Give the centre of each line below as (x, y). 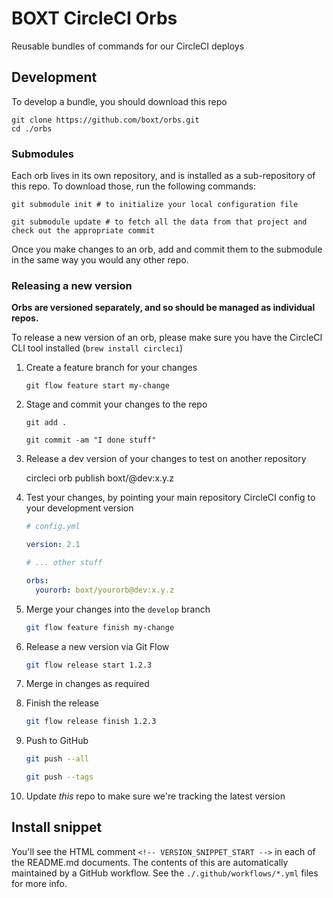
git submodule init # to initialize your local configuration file (155, 205)
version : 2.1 (53, 545)
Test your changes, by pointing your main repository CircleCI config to (170, 498)
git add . (46, 423)
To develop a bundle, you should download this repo (119, 101)
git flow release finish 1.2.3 (91, 722)
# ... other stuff (64, 563)
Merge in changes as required (87, 684)
